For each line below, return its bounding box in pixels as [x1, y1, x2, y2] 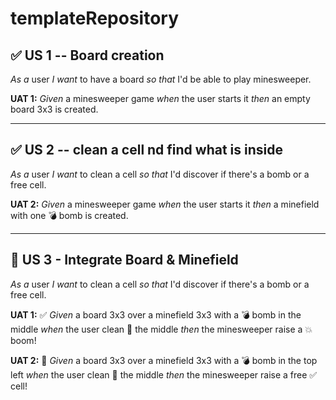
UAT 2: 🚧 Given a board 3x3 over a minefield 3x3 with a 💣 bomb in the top [10, 354, 318, 366]
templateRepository [10, 7, 180, 30]
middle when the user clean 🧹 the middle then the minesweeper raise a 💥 [10, 323, 313, 335]
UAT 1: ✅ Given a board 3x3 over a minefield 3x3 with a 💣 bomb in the [10, 308, 302, 321]
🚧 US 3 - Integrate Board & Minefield [10, 252, 239, 269]
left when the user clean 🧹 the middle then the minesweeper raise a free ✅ [10, 368, 318, 381]
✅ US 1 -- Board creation [10, 47, 165, 64]
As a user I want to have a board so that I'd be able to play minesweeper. [10, 73, 312, 85]
